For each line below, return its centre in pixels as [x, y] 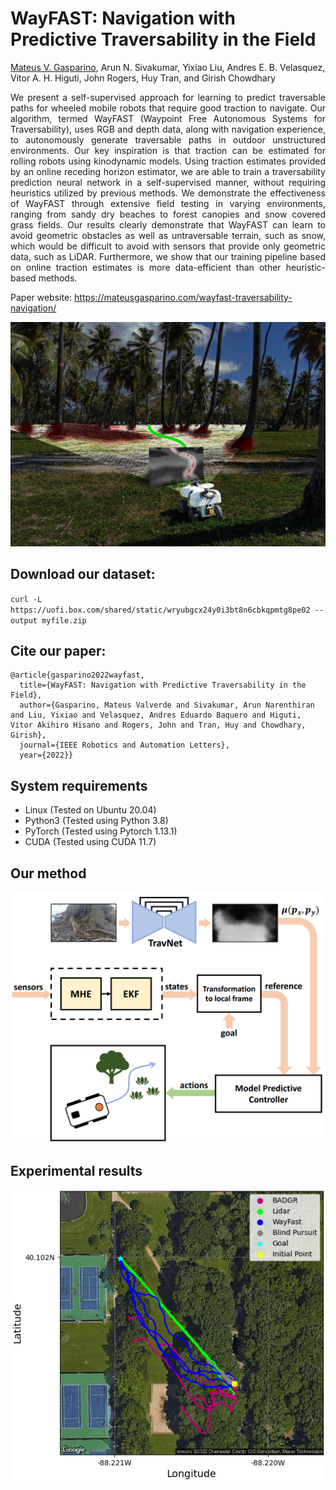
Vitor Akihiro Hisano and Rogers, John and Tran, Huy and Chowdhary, [158, 725]
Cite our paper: [58, 650]
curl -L [26, 599]
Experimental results [76, 1171]
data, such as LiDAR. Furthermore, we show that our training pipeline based [168, 256]
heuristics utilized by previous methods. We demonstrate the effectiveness [168, 193]
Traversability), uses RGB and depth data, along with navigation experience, [168, 129]
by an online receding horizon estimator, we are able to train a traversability [168, 171]
